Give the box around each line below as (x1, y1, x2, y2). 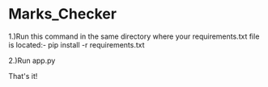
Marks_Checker (8, 5, 117, 23)
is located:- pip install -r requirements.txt (8, 39, 145, 49)
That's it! (8, 71, 38, 81)
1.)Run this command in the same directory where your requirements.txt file (8, 31, 260, 41)
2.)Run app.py (8, 56, 56, 65)
